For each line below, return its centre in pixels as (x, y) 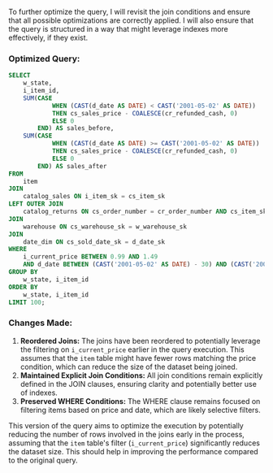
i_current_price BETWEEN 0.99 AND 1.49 (91, 257)
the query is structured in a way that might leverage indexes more (119, 29)
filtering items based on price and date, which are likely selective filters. (141, 410)
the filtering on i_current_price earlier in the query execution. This (132, 349)
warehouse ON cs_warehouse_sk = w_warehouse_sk (105, 227)
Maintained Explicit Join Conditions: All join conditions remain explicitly (141, 375)
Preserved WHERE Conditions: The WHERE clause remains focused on (140, 401)
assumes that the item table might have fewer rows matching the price (138, 358)
